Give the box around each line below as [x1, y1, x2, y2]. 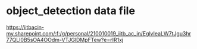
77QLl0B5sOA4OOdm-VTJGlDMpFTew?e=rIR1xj [6, 36, 124, 43]
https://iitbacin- [6, 24, 45, 31]
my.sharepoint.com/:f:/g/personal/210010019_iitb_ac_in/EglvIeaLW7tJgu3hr [6, 30, 192, 37]
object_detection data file [6, 4, 136, 18]
